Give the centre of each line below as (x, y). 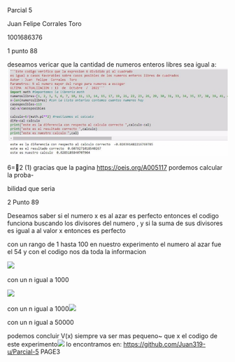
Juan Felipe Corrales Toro (44, 24)
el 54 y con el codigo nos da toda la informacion (77, 252)
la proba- (21, 175)
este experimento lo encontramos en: (65, 344)
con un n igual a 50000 (41, 323)
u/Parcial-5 (23, 352)
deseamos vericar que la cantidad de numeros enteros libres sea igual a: (112, 65)
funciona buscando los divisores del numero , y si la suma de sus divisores (115, 223)
